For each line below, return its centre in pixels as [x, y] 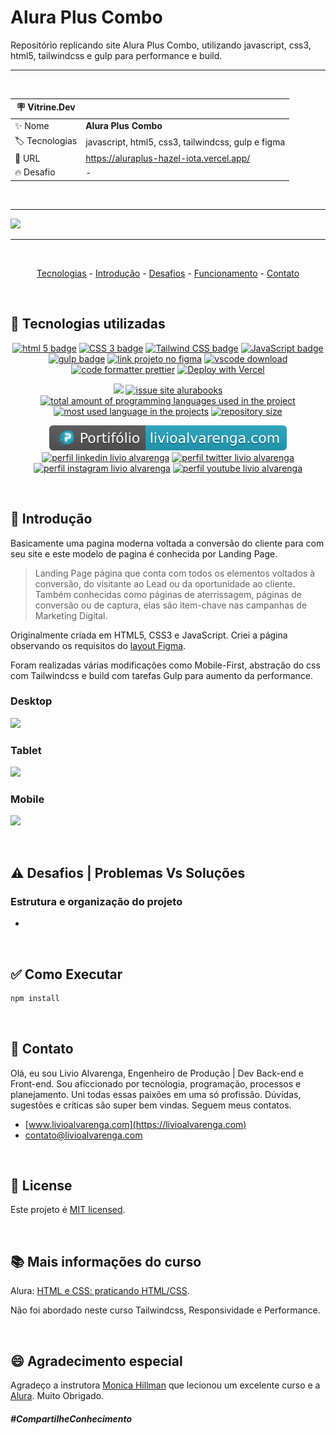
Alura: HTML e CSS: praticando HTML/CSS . [100, 1291]
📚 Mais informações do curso [106, 1261]
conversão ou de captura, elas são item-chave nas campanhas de [171, 605]
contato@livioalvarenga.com [83, 1135]
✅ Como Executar [66, 974]
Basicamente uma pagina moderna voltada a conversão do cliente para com [167, 543]
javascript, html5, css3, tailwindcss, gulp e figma [185, 142]
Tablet [26, 750]
